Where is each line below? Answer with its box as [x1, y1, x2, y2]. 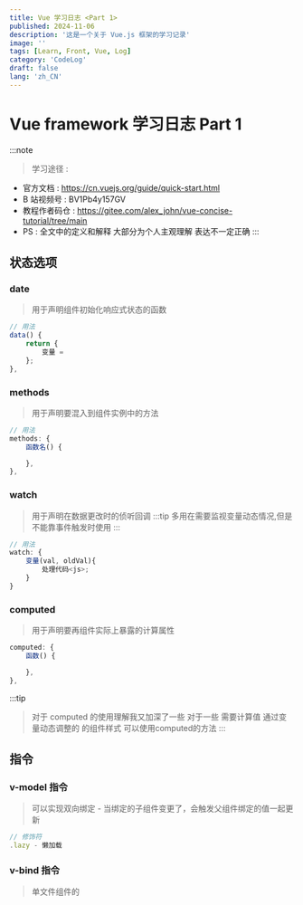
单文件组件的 [31, 886, 80, 897]
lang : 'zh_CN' [9, 72, 63, 81]
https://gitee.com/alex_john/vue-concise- [76, 205, 233, 215]
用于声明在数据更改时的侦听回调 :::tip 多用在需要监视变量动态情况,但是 [31, 510, 293, 521]
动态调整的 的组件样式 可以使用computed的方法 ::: [39, 722, 226, 733]
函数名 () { [25, 443, 62, 452]
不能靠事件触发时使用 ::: [31, 521, 120, 532]
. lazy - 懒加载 [9, 841, 62, 851]
